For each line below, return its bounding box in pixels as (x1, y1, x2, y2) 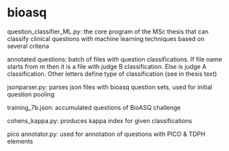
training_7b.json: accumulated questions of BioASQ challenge (7, 103, 181, 111)
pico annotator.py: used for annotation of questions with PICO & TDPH (7, 130, 206, 138)
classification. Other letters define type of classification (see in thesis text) (7, 70, 217, 78)
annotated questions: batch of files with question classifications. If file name (7, 55, 223, 63)
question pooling (7, 90, 55, 98)
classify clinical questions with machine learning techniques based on (7, 34, 205, 42)
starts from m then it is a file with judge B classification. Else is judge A (7, 62, 207, 70)
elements (7, 137, 34, 145)
